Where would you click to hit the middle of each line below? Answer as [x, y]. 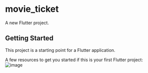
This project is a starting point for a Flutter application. [60, 50]
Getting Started [29, 38]
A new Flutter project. [27, 23]
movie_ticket [32, 9]
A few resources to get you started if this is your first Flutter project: [74, 60]
